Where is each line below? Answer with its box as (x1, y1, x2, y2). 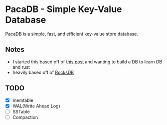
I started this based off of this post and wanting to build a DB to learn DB (12, 59, 162, 65)
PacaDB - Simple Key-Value (5, 4, 122, 15)
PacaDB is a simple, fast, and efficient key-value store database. (5, 31, 138, 37)
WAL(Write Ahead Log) (12, 103, 60, 109)
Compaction (12, 114, 38, 120)
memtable (12, 97, 34, 103)
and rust (12, 64, 30, 70)
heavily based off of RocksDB (12, 69, 74, 75)
